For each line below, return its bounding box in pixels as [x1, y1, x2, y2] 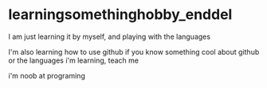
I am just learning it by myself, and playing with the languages [8, 32, 211, 41]
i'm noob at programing [8, 71, 85, 80]
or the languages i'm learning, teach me [8, 55, 139, 65]
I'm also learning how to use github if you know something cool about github [8, 47, 260, 56]
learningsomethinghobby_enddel [8, 6, 233, 24]
